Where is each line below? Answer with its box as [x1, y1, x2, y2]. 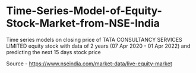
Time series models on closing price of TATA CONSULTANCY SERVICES [6, 36, 182, 43]
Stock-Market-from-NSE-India [6, 16, 160, 30]
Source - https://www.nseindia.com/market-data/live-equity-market [6, 60, 172, 67]
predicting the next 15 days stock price [6, 48, 101, 55]
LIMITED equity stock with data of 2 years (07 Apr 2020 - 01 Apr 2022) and [6, 42, 191, 49]
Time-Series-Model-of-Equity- [6, 4, 162, 18]
